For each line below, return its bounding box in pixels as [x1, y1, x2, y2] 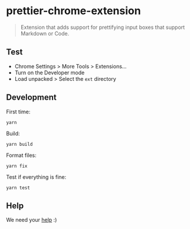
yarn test [6, 185, 31, 191]
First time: [6, 108, 31, 115]
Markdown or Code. [20, 30, 70, 37]
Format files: [6, 152, 37, 159]
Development [6, 93, 57, 103]
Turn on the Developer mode [14, 69, 85, 76]
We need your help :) [6, 217, 57, 224]
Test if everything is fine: [6, 173, 67, 181]
